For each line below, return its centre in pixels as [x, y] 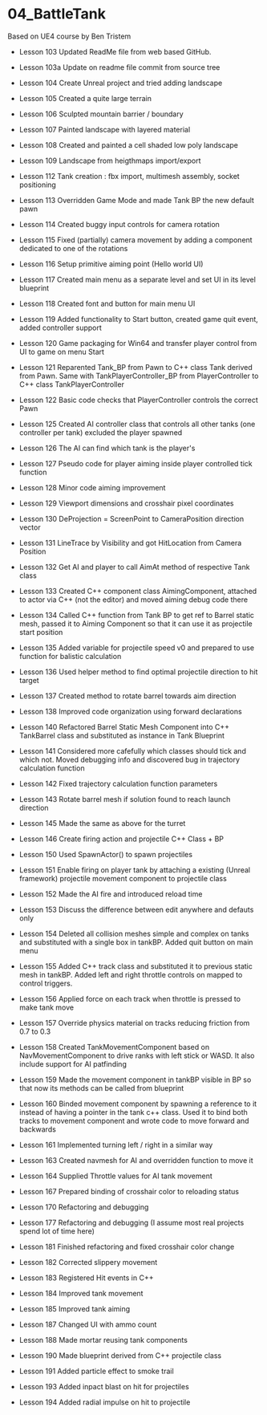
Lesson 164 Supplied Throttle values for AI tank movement [116, 1176]
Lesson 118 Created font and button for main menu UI [107, 303]
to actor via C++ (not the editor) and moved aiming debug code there [133, 600]
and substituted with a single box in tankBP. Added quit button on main [136, 942]
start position [41, 632]
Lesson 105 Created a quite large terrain [85, 98]
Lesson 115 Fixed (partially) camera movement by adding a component [136, 240]
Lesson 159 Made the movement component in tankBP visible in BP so [135, 1080]
